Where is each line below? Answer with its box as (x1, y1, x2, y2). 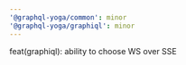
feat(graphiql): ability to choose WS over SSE (9, 45, 178, 56)
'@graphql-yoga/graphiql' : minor (9, 21, 135, 30)
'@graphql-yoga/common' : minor (9, 12, 127, 22)
